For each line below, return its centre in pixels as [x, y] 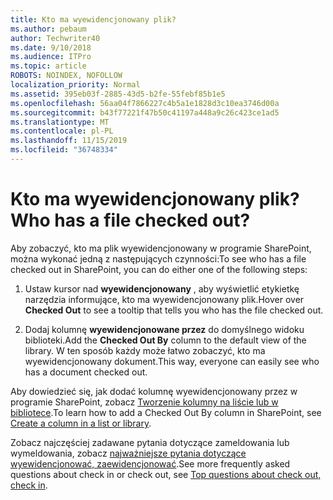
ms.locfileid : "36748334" [64, 150]
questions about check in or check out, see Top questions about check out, [166, 474]
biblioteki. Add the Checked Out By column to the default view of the [165, 340]
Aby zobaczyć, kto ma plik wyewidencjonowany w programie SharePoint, [161, 248]
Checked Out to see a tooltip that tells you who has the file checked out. [174, 310]
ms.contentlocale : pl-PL [62, 131]
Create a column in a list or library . [81, 423]
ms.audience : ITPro [51, 57]
